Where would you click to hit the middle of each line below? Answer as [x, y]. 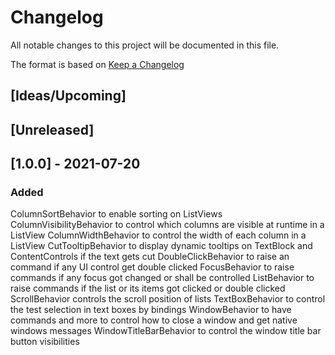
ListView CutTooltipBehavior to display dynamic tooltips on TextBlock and [161, 246]
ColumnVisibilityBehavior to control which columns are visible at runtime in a [167, 225]
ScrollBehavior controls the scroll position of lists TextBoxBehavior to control [168, 299]
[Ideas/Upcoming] [68, 96]
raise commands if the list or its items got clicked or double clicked [148, 288]
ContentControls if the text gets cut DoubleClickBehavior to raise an [150, 257]
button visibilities [45, 342]
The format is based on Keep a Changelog [97, 64]
